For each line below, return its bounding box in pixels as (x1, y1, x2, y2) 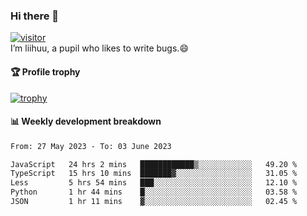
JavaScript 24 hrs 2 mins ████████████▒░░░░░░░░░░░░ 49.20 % (10, 159, 298, 169)
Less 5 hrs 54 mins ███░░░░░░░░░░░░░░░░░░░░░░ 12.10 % (10, 178, 298, 188)
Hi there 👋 (10, 9, 60, 23)
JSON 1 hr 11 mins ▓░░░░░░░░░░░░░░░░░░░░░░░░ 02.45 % (10, 197, 298, 207)
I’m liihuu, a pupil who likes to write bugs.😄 (10, 42, 189, 54)
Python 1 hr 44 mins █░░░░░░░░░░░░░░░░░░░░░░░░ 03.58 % (10, 187, 298, 198)
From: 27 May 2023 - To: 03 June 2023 (10, 141, 172, 151)
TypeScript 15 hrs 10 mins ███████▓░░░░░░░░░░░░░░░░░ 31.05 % (10, 169, 298, 179)
